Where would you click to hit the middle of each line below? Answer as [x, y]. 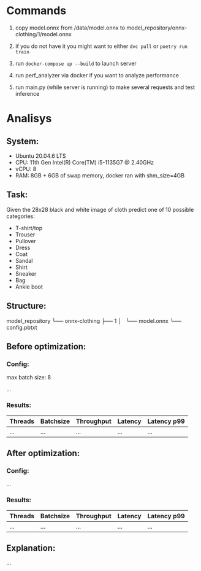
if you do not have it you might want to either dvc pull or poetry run [101, 46]
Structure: [26, 306]
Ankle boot [29, 287]
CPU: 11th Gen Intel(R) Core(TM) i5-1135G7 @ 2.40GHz [85, 162]
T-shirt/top [29, 228]
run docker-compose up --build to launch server [76, 63]
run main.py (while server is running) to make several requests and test [105, 87]
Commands [36, 11]
